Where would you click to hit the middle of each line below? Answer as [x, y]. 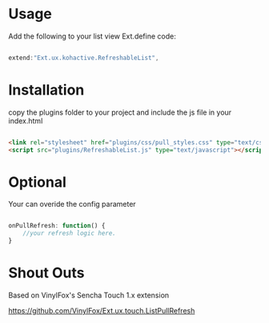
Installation [46, 90]
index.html [26, 120]
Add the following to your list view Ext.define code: [92, 36]
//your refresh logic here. [69, 233]
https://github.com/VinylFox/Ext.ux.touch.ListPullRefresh [102, 311]
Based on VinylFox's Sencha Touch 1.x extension [89, 295]
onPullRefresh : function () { [57, 226]
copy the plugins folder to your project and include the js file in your [120, 112]
